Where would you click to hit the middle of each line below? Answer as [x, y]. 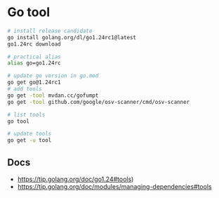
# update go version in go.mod [53, 76]
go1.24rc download [34, 44]
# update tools [29, 134]
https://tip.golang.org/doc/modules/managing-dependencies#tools [114, 186]
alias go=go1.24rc [34, 63]
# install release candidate [50, 31]
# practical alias [34, 57]
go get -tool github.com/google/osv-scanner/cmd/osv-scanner [99, 102]
